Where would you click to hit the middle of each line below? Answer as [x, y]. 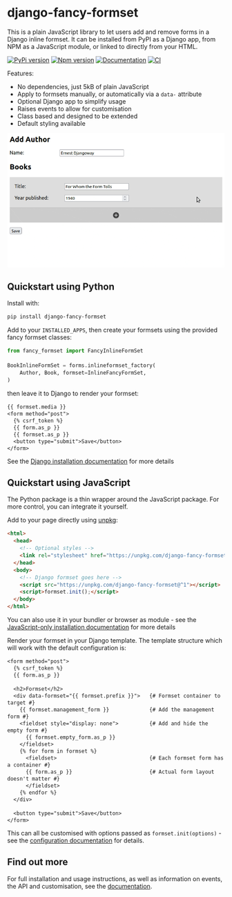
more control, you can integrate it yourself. [68, 507]
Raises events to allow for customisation [74, 108]
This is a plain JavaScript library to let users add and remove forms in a [108, 32]
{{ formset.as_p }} [41, 434]
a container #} [29, 765]
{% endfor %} [38, 793]
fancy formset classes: [40, 337]
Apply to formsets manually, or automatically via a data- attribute [109, 94]
